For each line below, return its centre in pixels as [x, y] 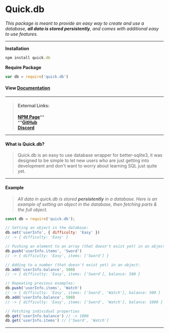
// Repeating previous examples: [40, 284]
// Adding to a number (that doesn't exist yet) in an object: [73, 265]
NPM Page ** [31, 117]
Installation [17, 48]
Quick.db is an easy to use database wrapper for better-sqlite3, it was [90, 155]
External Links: [33, 106]
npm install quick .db [28, 58]
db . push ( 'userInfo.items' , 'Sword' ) [44, 251]
